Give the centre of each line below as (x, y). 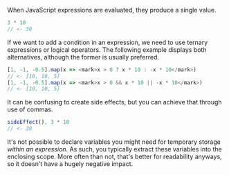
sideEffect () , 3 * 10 (38, 122)
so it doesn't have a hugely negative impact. (70, 164)
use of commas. (30, 109)
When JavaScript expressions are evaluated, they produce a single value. (112, 10)
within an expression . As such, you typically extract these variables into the (115, 149)
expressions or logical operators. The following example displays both (107, 49)
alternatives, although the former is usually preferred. (83, 57)
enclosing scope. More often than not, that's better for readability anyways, (115, 156)
